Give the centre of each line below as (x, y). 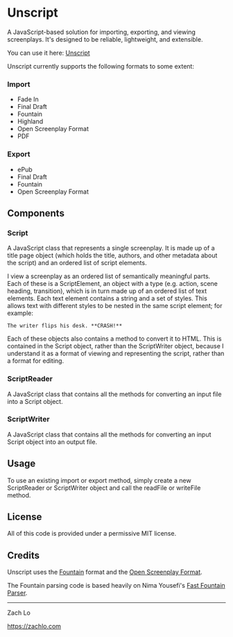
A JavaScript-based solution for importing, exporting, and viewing (102, 32)
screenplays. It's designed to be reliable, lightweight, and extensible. (105, 39)
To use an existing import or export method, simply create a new (100, 480)
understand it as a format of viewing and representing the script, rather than (116, 354)
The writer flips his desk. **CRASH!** (65, 326)
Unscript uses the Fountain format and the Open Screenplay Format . (105, 572)
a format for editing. (36, 361)
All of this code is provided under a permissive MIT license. (92, 534)
